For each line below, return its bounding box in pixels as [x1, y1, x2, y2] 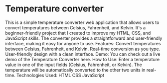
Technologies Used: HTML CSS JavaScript [16, 72, 105, 78]
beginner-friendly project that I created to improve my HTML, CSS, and [5, 30, 151, 36]
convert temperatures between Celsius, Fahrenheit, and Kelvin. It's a [5, 24, 146, 30]
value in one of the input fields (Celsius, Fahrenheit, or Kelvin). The [5, 62, 142, 68]
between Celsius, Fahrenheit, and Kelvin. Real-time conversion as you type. [5, 46, 161, 52]
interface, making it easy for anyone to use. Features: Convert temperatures [5, 40, 161, 46]
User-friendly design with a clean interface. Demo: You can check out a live [5, 51, 161, 57]
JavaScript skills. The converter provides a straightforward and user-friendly [5, 35, 163, 41]
